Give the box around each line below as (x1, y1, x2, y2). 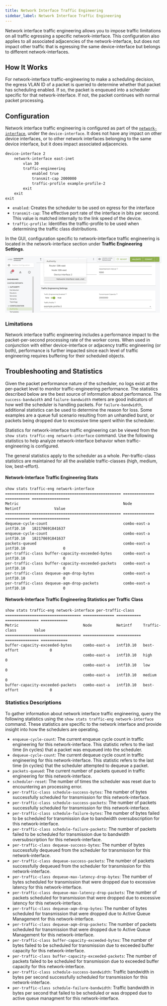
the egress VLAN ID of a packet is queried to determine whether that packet (5, 82, 161, 88)
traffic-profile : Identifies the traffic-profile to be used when (12, 221, 139, 226)
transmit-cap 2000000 (31, 176, 77, 181)
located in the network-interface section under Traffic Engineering (5, 241, 143, 247)
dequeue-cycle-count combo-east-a (5, 521, 150, 526)
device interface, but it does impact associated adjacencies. (5, 141, 128, 147)
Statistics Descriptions (5, 699, 62, 706)
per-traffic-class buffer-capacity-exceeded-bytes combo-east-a (5, 551, 150, 556)
